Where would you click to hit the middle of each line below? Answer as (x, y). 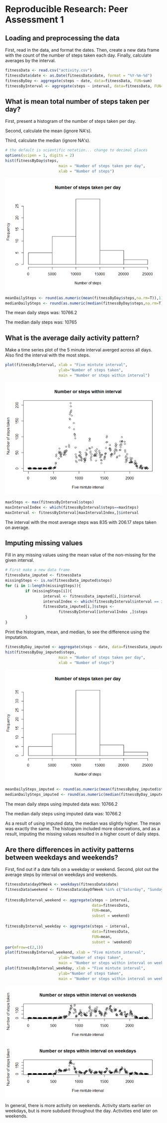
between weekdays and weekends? (62, 857)
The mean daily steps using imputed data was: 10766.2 (61, 804)
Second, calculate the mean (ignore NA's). (48, 131)
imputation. (17, 637)
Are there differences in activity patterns (70, 849)
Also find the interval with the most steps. (48, 355)
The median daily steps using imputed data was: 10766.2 (63, 814)
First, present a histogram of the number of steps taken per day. (71, 121)
